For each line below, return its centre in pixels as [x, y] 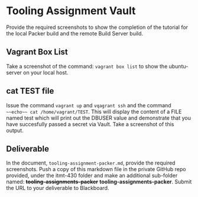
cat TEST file [30, 91]
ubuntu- [178, 66]
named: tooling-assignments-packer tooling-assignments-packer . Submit [99, 182]
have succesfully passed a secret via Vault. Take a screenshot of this [90, 124]
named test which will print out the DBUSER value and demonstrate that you [98, 118]
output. [15, 130]
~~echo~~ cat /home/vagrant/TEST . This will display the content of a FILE [94, 111]
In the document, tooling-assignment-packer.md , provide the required [91, 163]
